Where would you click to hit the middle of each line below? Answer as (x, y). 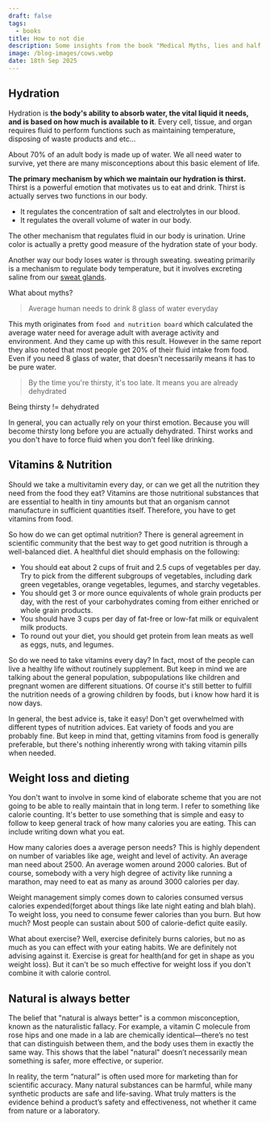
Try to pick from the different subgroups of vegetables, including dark (136, 576)
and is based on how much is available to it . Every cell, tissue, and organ (130, 121)
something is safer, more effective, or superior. (86, 1061)
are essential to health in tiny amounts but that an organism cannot (119, 501)
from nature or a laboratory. (54, 1111)
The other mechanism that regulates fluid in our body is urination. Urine (127, 236)
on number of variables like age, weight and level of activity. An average (128, 856)
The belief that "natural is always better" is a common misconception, (124, 1018)
